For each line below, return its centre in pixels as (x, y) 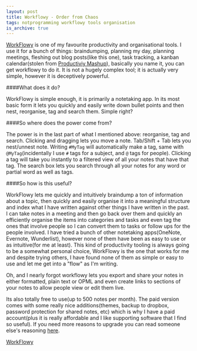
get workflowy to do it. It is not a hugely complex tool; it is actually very (92, 70)
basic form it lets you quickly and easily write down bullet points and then (95, 105)
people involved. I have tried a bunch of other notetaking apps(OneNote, (94, 232)
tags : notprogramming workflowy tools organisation (71, 22)
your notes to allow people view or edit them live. (66, 288)
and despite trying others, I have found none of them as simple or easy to (95, 258)
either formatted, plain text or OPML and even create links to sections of (94, 281)
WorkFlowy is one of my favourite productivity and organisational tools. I (94, 45)
